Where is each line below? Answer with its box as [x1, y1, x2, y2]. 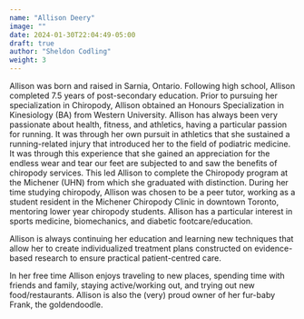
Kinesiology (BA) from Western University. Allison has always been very [9, 110, 279, 120]
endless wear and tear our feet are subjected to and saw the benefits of [9, 158, 278, 168]
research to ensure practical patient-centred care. [34, 253, 222, 264]
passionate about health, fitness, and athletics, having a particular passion [9, 119, 288, 130]
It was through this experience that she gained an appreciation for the [9, 148, 270, 159]
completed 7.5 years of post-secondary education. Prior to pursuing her [9, 90, 279, 101]
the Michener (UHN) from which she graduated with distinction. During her [9, 177, 289, 187]
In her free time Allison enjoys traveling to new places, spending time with [9, 270, 286, 281]
